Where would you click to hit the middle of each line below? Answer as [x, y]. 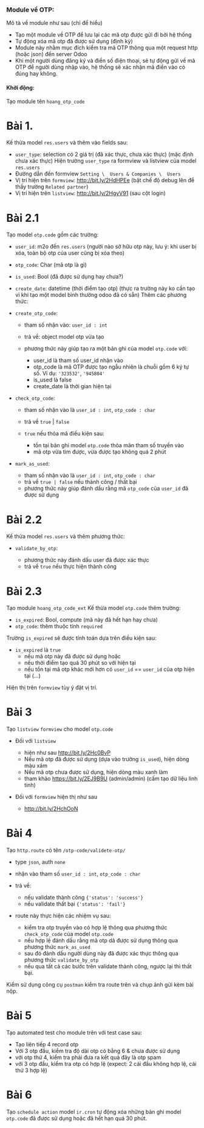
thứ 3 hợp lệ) [31, 1070]
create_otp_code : [36, 313]
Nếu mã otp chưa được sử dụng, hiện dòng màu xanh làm [96, 772]
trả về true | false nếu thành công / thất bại [81, 482]
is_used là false [52, 380]
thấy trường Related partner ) [52, 187]
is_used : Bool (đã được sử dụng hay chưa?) [69, 277]
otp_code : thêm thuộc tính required [59, 626]
